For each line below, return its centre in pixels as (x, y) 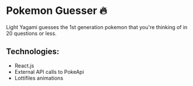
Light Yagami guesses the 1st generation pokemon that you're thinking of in (97, 27)
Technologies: (33, 51)
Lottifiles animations (39, 78)
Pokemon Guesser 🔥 (56, 11)
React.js (24, 66)
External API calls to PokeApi (49, 71)
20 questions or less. (31, 33)
